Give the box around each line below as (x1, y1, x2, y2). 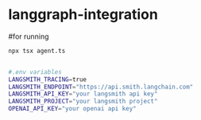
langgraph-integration (8, 6, 159, 24)
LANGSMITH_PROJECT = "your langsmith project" (8, 97, 158, 106)
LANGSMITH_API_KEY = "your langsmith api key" (8, 90, 158, 98)
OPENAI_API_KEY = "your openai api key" (8, 105, 137, 113)
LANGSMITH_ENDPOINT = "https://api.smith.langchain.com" (8, 83, 194, 91)
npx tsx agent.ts (8, 47, 66, 54)
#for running (8, 32, 49, 41)
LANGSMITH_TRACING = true (8, 75, 87, 84)
